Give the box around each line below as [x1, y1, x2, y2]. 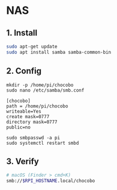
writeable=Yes [6, 108, 42, 115]
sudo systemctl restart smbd [6, 140, 79, 146]
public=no [6, 124, 31, 130]
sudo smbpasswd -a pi [6, 135, 61, 141]
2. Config [6, 66, 42, 76]
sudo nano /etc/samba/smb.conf [6, 87, 85, 93]
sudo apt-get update [6, 43, 58, 49]
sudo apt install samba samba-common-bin [6, 49, 112, 55]
